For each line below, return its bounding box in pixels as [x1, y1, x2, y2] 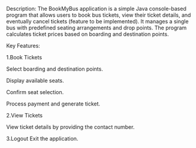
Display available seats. [6, 77, 64, 84]
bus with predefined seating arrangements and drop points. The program [6, 24, 187, 31]
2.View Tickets [6, 112, 43, 119]
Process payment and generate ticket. [6, 100, 101, 107]
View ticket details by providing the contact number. [6, 123, 135, 131]
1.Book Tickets [6, 54, 43, 61]
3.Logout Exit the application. [6, 135, 79, 142]
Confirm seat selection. [6, 89, 64, 95]
